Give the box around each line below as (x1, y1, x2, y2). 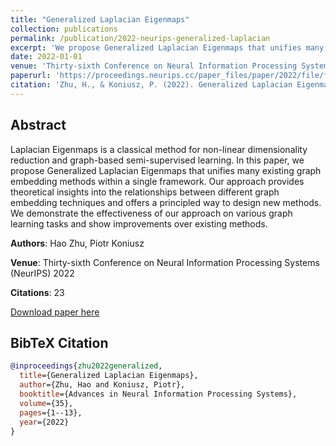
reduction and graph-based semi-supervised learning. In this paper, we (10, 154, 305, 166)
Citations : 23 (10, 286, 65, 298)
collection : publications (10, 24, 118, 34)
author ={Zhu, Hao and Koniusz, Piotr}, (19, 380, 186, 390)
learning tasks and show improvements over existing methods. (10, 217, 268, 230)
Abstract (10, 117, 67, 134)
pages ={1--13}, (19, 407, 83, 418)
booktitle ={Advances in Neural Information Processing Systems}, (19, 389, 298, 399)
